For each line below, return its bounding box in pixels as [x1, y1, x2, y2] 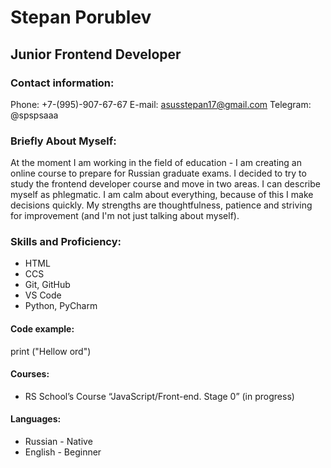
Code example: [10, 323, 75, 335]
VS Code [24, 289, 62, 301]
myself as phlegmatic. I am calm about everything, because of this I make [10, 189, 314, 201]
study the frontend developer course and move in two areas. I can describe [10, 178, 321, 190]
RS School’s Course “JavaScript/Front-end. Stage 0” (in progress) [24, 390, 295, 402]
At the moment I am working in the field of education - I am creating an [10, 157, 302, 169]
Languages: [10, 413, 62, 425]
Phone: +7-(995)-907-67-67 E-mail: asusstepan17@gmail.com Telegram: [10, 98, 312, 110]
